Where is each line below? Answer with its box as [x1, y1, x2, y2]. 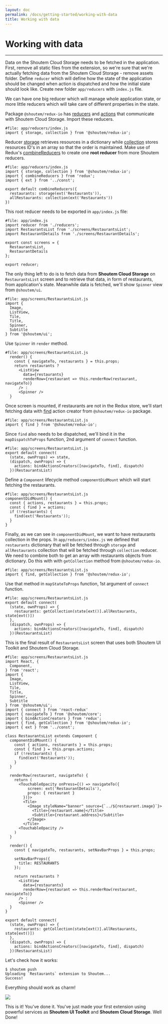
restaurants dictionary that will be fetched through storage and [5, 542, 136, 548]
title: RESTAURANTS [18, 861, 59, 866]
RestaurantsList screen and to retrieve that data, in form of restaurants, [5, 276, 153, 282]
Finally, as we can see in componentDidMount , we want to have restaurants [5, 531, 155, 537]
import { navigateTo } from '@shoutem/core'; [5, 712, 101, 717]
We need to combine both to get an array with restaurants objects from [5, 552, 151, 559]
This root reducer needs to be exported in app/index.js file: [5, 209, 128, 215]
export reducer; [5, 262, 39, 267]
